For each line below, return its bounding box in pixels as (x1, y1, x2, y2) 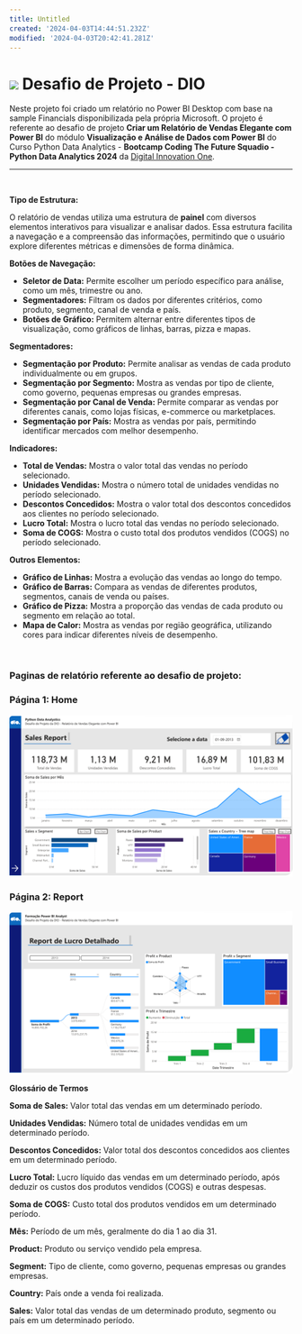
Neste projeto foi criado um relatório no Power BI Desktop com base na (9, 104, 273, 114)
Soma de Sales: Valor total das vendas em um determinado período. (9, 1100, 262, 1110)
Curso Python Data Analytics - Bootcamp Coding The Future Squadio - (9, 142, 275, 152)
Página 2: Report (9, 891, 84, 903)
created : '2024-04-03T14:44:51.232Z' (9, 23, 151, 33)
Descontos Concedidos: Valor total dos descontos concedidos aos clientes (9, 1145, 290, 1156)
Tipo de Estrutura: (9, 195, 79, 206)
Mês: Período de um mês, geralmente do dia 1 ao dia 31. (9, 1226, 218, 1237)
